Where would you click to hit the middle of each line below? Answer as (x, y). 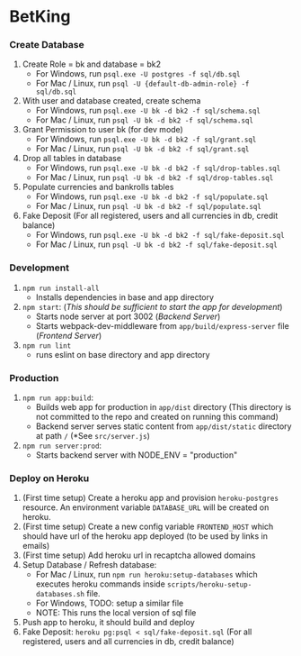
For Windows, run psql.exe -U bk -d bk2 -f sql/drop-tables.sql (158, 168)
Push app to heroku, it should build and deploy (108, 623)
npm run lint (47, 346)
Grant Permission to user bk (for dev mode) (103, 130)
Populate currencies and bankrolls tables (98, 187)
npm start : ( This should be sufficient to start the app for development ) (152, 306)
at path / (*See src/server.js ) (93, 436)
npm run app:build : (58, 397)
